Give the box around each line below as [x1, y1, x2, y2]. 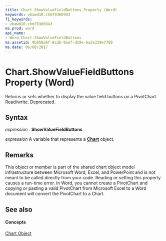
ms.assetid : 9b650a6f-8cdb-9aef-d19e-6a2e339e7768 [5, 40, 113, 45]
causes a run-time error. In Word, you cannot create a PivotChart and [5, 180, 148, 186]
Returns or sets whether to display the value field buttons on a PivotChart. [5, 93, 157, 99]
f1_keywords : [5, 17, 32, 22]
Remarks [5, 151, 34, 159]
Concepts [5, 219, 26, 225]
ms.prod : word [5, 26, 35, 31]
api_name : [5, 31, 26, 36]
